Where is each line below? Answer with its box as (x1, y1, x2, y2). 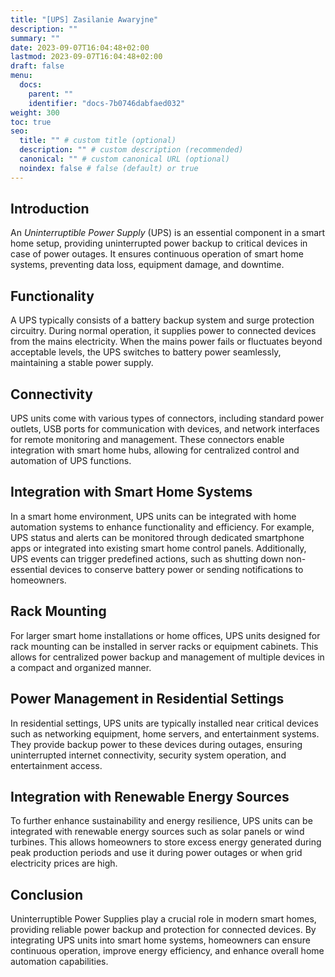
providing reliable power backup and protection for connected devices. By (10, 924, 317, 936)
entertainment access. (10, 759, 103, 771)
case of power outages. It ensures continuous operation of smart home (10, 248, 304, 260)
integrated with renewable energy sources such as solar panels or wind (10, 826, 305, 838)
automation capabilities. (10, 956, 109, 968)
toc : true (10, 117, 52, 127)
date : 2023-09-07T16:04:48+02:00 (10, 42, 150, 53)
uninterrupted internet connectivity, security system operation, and (10, 749, 287, 761)
